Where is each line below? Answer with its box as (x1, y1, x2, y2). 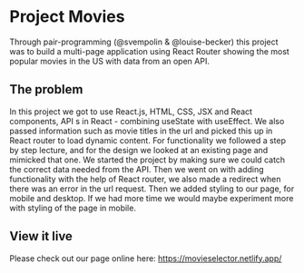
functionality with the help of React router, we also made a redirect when (9, 173, 281, 184)
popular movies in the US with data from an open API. (9, 55, 211, 66)
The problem (9, 82, 83, 97)
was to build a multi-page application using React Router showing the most (9, 45, 290, 56)
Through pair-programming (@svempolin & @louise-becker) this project (9, 36, 279, 47)
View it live (9, 229, 73, 244)
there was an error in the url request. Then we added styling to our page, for (9, 183, 295, 194)
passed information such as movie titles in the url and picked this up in (9, 125, 273, 136)
